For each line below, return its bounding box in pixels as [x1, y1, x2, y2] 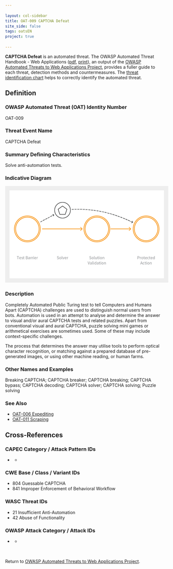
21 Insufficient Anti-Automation [12, 509, 76, 515]
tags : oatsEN [5, 29, 32, 34]
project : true [5, 34, 35, 39]
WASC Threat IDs [5, 498, 48, 505]
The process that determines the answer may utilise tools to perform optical [5, 343, 160, 349]
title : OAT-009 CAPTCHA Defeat [5, 18, 70, 23]
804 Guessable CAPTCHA [12, 480, 66, 486]
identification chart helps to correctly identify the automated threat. [5, 74, 142, 80]
